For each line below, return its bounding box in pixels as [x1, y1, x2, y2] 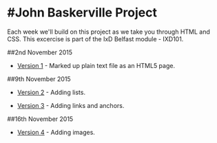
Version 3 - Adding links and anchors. [17, 101, 125, 109]
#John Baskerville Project [7, 5, 157, 21]
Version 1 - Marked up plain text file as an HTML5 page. [17, 61, 176, 69]
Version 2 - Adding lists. [17, 88, 86, 96]
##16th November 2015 [7, 115, 74, 123]
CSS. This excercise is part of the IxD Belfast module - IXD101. [7, 34, 184, 43]
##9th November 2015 [7, 74, 71, 83]
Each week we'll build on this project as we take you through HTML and [7, 27, 210, 36]
